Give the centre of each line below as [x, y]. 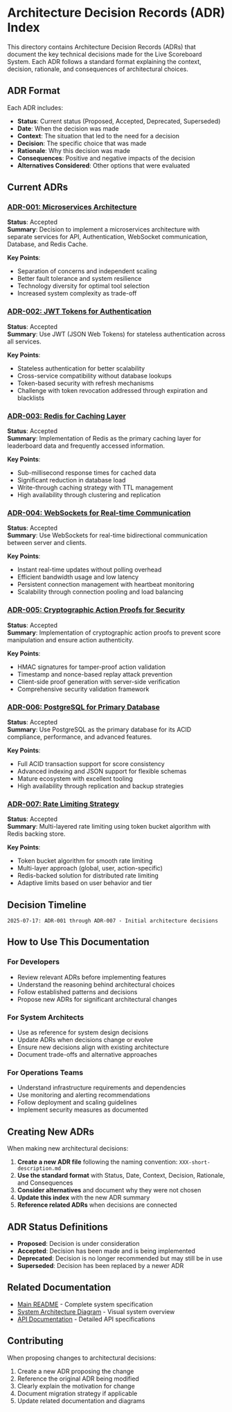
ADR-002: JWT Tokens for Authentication [79, 311]
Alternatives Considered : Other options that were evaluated [104, 165]
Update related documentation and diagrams [81, 1401]
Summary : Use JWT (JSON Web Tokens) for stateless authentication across [116, 334]
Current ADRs [37, 187]
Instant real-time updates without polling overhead [89, 570]
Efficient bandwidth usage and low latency [78, 577]
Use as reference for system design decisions [83, 1032]
